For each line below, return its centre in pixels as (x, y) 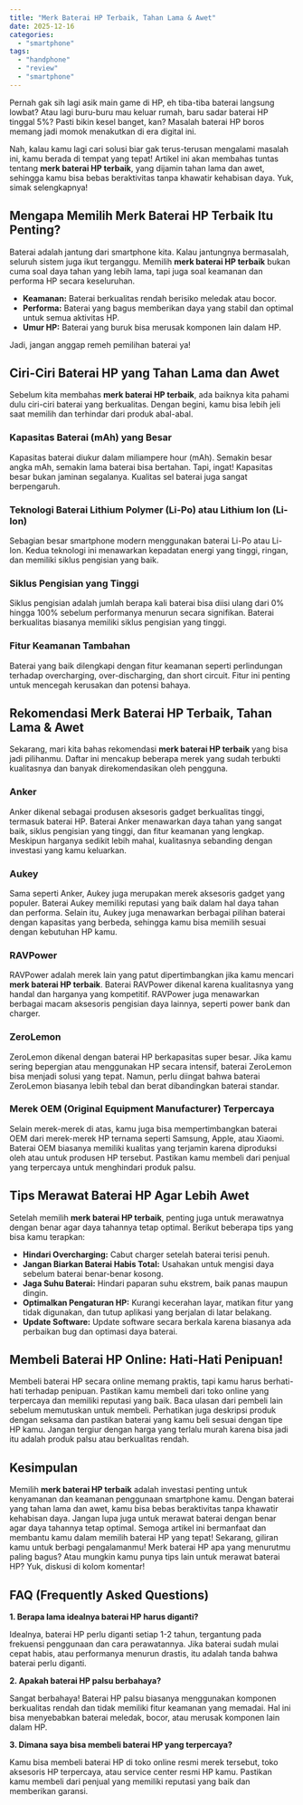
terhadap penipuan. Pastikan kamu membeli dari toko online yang (147, 1391)
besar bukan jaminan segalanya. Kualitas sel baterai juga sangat (128, 476)
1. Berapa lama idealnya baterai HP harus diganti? (104, 1617)
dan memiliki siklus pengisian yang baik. (84, 560)
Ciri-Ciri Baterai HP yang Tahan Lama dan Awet (145, 373)
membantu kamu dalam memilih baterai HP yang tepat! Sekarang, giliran (144, 1538)
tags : (19, 52)
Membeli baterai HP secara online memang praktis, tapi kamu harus (136, 1381)
